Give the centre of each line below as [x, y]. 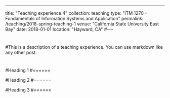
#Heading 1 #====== [28, 70]
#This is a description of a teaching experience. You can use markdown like [84, 47]
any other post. [21, 53]
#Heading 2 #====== [28, 80]
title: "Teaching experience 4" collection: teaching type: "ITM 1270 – [76, 13]
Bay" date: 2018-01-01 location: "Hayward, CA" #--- [59, 29]
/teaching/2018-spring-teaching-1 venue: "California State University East [82, 24]
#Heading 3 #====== [28, 90]
